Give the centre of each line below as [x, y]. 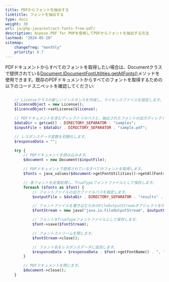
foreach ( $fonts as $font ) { [54, 187]
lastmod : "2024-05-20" [29, 38]
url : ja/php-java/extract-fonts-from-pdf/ [50, 29]
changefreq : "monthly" [38, 47]
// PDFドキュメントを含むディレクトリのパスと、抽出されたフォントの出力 [81, 118]
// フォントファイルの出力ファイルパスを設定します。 [80, 192]
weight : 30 [17, 24]
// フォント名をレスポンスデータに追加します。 [74, 247]
